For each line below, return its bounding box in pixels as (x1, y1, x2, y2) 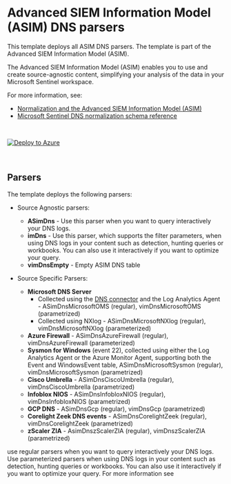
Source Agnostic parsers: (17, 203, 90, 212)
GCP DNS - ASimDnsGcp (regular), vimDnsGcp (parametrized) (27, 405, 205, 413)
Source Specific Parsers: (17, 274, 88, 282)
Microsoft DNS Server (27, 288, 92, 296)
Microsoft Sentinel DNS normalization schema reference (17, 112, 177, 120)
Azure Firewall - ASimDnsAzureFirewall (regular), (27, 331, 169, 339)
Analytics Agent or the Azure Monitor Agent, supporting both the (27, 353, 212, 361)
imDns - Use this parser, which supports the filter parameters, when (27, 231, 222, 239)
